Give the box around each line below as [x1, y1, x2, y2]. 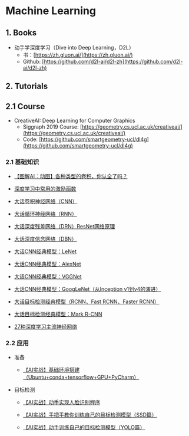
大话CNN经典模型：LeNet [14, 248, 77, 255]
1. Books [5, 28, 37, 38]
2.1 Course [5, 101, 45, 112]
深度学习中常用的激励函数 [14, 185, 77, 192]
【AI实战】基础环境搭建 [22, 366, 80, 373]
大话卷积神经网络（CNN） [14, 198, 78, 205]
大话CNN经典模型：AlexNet [14, 260, 81, 267]
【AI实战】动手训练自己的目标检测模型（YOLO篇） [22, 424, 145, 431]
